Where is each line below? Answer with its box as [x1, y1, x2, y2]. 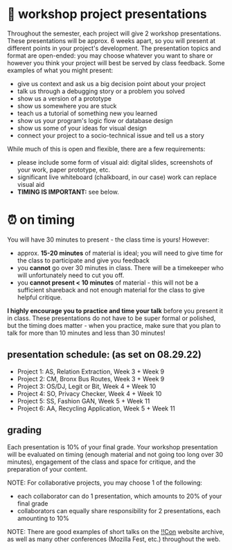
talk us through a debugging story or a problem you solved [17, 87, 186, 95]
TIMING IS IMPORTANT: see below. [17, 187, 119, 196]
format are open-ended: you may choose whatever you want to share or [7, 51, 213, 60]
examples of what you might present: [7, 66, 114, 74]
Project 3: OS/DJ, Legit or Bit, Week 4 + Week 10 [17, 382, 157, 390]
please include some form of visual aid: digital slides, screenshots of [17, 158, 213, 166]
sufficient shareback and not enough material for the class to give [17, 285, 206, 294]
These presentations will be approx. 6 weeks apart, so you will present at [7, 36, 216, 44]
